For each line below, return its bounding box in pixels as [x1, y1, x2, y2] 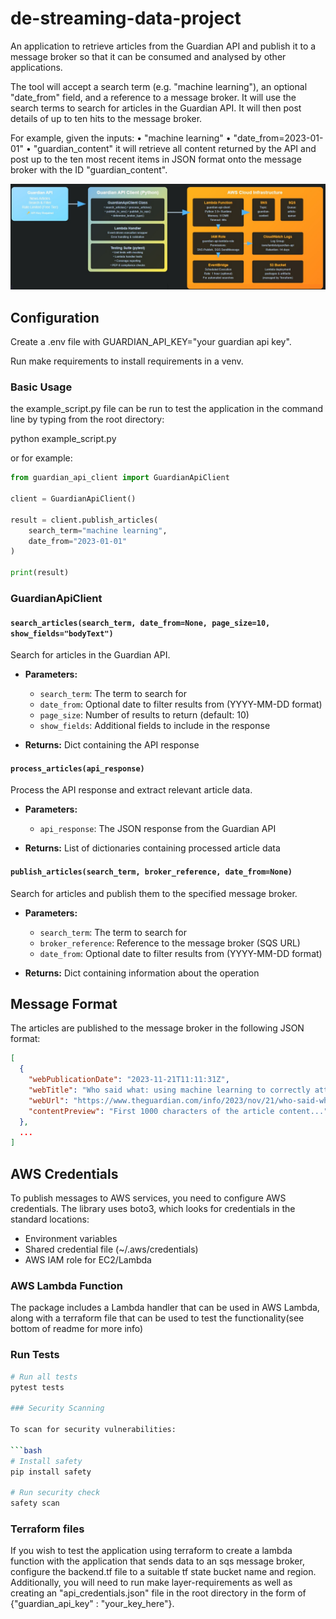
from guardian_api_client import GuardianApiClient [10, 473, 230, 483]
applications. [10, 61, 63, 73]
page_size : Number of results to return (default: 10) [39, 709, 250, 721]
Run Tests [10, 1348, 60, 1362]
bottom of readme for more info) [10, 1323, 144, 1335]
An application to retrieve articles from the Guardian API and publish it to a [10, 40, 317, 52]
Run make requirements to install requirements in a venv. [10, 355, 244, 367]
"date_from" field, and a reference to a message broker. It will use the [10, 91, 297, 103]
